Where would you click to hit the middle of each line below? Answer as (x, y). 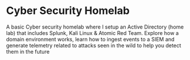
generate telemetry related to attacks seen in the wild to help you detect (94, 45)
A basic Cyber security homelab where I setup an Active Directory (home (95, 27)
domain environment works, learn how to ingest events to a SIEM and (91, 39)
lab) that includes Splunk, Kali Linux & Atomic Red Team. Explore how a (92, 33)
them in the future (28, 51)
